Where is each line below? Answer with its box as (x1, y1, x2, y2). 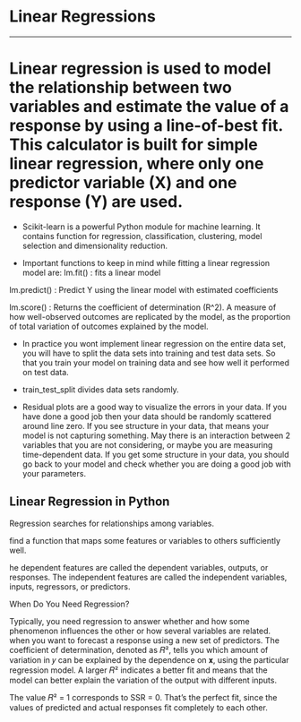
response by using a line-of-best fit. (9, 116, 284, 136)
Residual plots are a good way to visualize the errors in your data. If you (21, 401, 288, 412)
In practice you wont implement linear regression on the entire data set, (21, 338, 287, 348)
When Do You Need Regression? (9, 598, 130, 609)
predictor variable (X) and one (9, 173, 237, 193)
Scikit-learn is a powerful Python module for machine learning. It (21, 221, 262, 232)
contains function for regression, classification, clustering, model (21, 230, 262, 241)
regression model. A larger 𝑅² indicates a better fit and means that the (9, 665, 268, 675)
